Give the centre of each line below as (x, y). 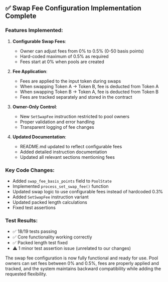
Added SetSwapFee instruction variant (50, 197)
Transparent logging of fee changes (57, 127)
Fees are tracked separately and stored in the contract (76, 97)
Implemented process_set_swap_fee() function (60, 186)
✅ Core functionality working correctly (52, 237)
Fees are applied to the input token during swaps (70, 81)
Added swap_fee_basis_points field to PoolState (62, 181)
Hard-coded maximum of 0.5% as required (64, 56)
